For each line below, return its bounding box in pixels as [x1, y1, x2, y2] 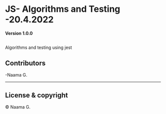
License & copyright [5, 91, 68, 99]
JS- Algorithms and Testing [5, 3, 121, 15]
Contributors [5, 59, 46, 67]
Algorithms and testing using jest [5, 44, 73, 50]
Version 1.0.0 [5, 30, 33, 36]
